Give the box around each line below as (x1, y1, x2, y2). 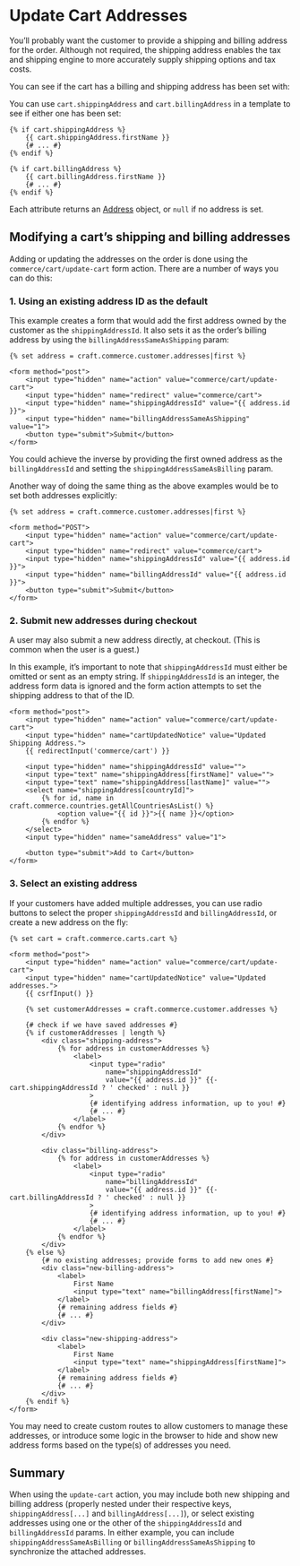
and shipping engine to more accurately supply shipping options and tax (9, 54, 276, 65)
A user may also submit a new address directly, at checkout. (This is (9, 635, 261, 645)
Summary (9, 1466, 65, 1481)
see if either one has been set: (9, 108, 122, 118)
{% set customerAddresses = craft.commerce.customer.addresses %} (25, 1005, 279, 1014)
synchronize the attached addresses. (9, 1546, 146, 1557)
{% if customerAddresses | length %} (25, 1028, 167, 1037)
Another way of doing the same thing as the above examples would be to (9, 480, 279, 491)
